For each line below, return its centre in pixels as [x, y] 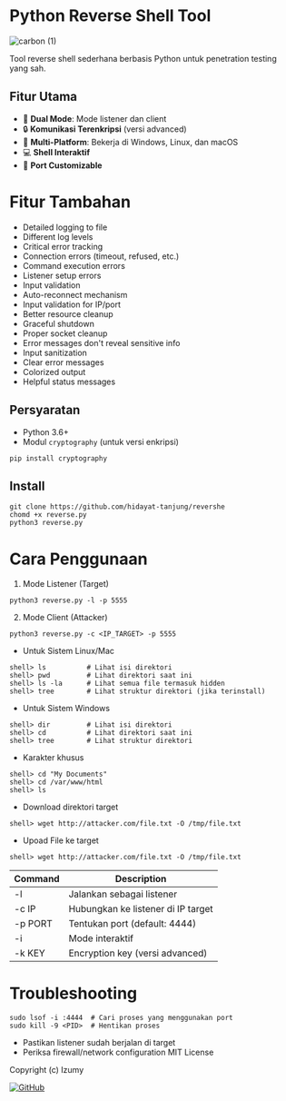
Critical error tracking [63, 246]
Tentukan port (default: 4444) [133, 924]
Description [141, 879]
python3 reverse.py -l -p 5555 [69, 600]
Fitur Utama [44, 97]
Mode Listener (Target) [65, 584]
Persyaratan [45, 410]
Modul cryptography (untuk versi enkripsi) [101, 441]
